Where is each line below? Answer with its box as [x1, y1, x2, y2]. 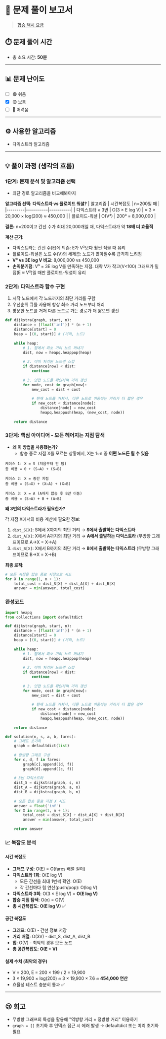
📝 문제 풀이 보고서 [5, 4, 73, 16]
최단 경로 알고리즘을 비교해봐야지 [12, 190, 76, 196]
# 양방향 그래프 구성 [14, 753, 50, 758]
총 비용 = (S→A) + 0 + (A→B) [5, 496, 62, 501]
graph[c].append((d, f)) [23, 762, 74, 767]
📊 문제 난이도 [5, 75, 45, 83]
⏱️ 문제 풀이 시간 [5, 38, 53, 46]
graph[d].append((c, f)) [23, 766, 74, 771]
